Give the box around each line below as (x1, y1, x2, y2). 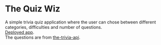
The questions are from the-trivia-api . (5, 34, 80, 40)
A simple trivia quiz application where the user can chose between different (5, 19, 156, 25)
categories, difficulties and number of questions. (5, 24, 102, 30)
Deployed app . (5, 29, 34, 35)
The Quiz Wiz (5, 3, 61, 14)
